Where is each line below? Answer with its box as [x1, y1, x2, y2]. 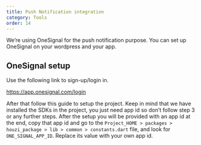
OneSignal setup [6, 60, 71, 71]
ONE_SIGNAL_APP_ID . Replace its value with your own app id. [6, 132, 153, 140]
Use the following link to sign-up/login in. [6, 77, 109, 84]
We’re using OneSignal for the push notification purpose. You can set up [6, 37, 186, 44]
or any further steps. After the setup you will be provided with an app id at [6, 113, 191, 120]
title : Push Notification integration [6, 8, 104, 15]
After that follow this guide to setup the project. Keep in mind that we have [6, 100, 192, 108]
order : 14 [6, 20, 31, 26]
